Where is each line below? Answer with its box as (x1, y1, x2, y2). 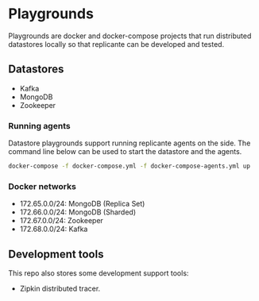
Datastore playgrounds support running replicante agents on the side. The (8, 138, 251, 148)
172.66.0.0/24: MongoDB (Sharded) (19, 207, 137, 217)
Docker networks (8, 180, 77, 191)
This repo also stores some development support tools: (8, 268, 189, 278)
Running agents (8, 120, 71, 131)
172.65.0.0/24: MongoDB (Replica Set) (19, 199, 145, 209)
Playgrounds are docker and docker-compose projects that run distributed (8, 31, 252, 41)
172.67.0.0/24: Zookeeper (19, 216, 103, 226)
